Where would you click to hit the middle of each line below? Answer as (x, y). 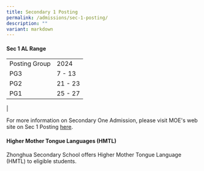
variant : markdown (30, 29)
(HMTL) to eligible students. (42, 161)
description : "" (27, 23)
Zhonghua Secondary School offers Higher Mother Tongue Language (94, 155)
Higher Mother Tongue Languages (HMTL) (61, 141)
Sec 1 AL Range (26, 48)
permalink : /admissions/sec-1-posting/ (57, 18)
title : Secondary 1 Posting (42, 12)
